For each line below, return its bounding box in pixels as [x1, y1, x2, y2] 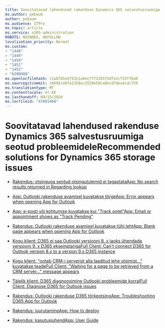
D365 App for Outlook [12, 298, 58, 304]
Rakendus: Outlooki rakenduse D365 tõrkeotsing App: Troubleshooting [12, 293, 155, 299]
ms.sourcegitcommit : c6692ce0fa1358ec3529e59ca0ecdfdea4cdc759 [5, 81, 138, 85]
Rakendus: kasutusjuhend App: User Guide [12, 317, 99, 324]
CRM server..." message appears [12, 269, 80, 275]
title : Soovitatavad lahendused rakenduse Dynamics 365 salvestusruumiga [5, 7, 161, 12]
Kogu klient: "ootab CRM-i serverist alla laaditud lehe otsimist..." [12, 258, 143, 264]
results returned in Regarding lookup [12, 184, 87, 190]
